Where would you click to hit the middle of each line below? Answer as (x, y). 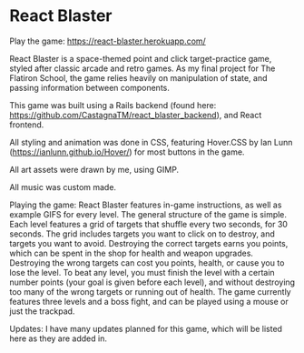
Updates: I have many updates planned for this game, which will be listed (146, 328)
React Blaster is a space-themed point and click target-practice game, (141, 58)
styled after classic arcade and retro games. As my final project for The (142, 68)
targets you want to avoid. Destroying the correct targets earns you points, (149, 243)
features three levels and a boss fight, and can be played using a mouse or (149, 301)
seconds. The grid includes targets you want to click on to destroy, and (142, 234)
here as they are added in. (58, 338)
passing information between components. (90, 87)
